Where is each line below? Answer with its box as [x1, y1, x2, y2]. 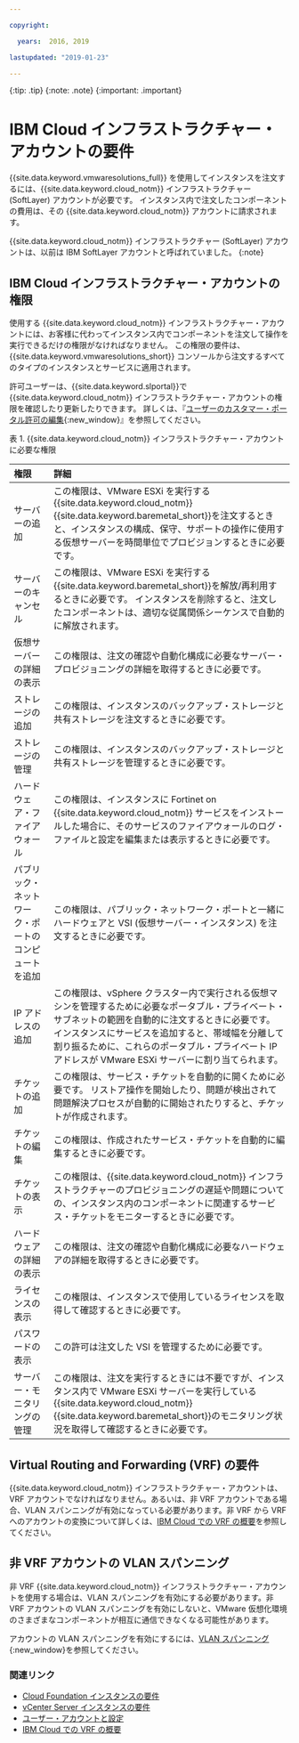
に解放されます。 [53, 620, 125, 632]
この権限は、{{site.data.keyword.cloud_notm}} [53, 1171, 246, 1183]
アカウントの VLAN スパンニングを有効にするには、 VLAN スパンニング [9, 1633, 270, 1643]
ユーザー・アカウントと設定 [21, 1713, 125, 1723]
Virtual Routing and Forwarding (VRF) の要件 [9, 1457, 260, 1472]
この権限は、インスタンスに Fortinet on [53, 793, 217, 806]
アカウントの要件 [9, 142, 135, 161]
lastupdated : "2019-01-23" [9, 53, 109, 62]
